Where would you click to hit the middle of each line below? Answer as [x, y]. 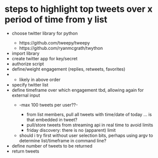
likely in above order [40, 79]
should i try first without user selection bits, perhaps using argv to [86, 135]
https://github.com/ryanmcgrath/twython [61, 48]
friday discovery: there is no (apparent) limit [71, 130]
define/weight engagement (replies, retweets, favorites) [68, 69]
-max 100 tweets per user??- [48, 105]
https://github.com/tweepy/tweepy [54, 42]
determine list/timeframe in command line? [63, 140]
